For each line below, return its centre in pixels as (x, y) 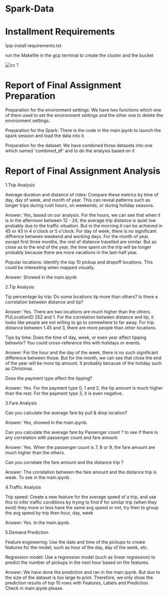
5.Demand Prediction (27, 532)
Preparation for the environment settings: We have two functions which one (83, 110)
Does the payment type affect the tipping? (49, 378)
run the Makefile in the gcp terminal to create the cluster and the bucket (79, 55)
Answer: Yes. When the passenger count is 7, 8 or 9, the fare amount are (80, 447)
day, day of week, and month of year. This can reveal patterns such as (78, 200)
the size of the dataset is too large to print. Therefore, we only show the (79, 577)
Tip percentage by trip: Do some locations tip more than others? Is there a (81, 296)
